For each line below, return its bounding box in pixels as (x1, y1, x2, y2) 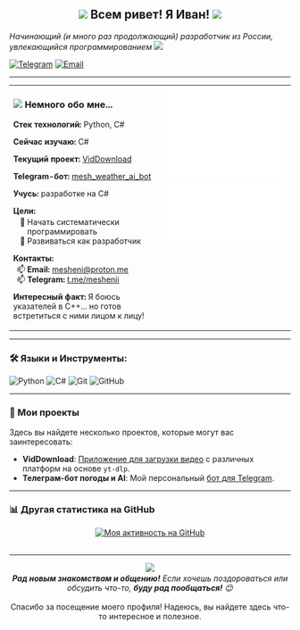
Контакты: (12, 253, 54, 263)
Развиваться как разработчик (27, 236, 141, 246)
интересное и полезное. (108, 610, 202, 621)
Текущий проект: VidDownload (12, 153, 132, 164)
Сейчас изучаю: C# (12, 136, 89, 146)
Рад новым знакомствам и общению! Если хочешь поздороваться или (12, 573, 288, 584)
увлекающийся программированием (9, 41, 153, 52)
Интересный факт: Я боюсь (12, 292, 121, 303)
